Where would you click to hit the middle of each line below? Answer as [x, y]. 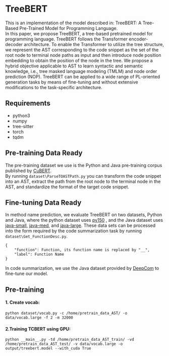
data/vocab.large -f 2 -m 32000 [39, 318]
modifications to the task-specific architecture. [54, 87]
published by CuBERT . [29, 171]
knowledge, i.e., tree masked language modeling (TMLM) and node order [81, 71]
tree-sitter [23, 126]
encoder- [138, 39]
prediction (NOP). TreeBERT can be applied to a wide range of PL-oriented [83, 76]
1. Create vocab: [23, 302]
